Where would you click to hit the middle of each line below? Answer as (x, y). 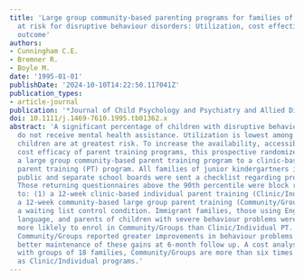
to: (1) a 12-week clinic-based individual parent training (133, 194)
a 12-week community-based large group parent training (125, 203)
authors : (26, 43)
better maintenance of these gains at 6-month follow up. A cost (143, 245)
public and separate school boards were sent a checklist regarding (149, 177)
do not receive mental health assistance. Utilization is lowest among (156, 135)
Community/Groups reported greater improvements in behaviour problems (156, 236)
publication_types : (46, 93)
